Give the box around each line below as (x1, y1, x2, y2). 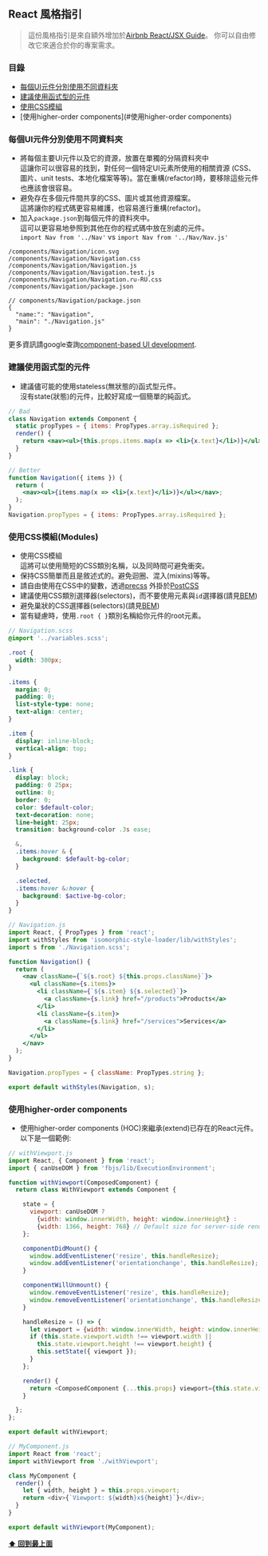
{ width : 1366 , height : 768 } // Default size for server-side (37, 1222, 245, 1231)
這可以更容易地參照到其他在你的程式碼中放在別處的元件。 (19, 223, 209, 233)
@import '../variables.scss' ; (8, 635, 109, 643)
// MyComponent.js (8, 1443, 69, 1451)
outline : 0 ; (15, 789, 56, 797)
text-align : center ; (15, 708, 84, 716)
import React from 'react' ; (8, 1450, 102, 1458)
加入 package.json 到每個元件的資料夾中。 (19, 213, 154, 223)
